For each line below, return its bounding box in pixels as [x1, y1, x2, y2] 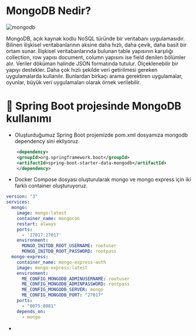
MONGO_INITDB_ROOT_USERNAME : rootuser [21, 243, 117, 249]
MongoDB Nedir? [6, 4, 92, 18]
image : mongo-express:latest [16, 265, 88, 271]
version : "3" [6, 194, 38, 199]
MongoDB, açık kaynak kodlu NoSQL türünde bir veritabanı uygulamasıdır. [6, 35, 185, 42]
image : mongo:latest [16, 210, 67, 216]
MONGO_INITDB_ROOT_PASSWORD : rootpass [21, 248, 117, 254]
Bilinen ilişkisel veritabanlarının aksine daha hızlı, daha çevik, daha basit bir [6, 41, 187, 48]
